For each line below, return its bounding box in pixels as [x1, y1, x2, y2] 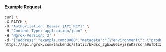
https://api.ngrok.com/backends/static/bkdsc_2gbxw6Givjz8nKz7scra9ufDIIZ [4, 42, 163, 47]
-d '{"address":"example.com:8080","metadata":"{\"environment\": [4, 37, 145, 43]
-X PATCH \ [4, 20, 27, 25]
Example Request [4, 4, 42, 10]
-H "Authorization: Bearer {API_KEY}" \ [4, 24, 90, 29]
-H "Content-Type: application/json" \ [4, 28, 87, 33]
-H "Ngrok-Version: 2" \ [4, 33, 56, 38]
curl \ [4, 15, 18, 20]
